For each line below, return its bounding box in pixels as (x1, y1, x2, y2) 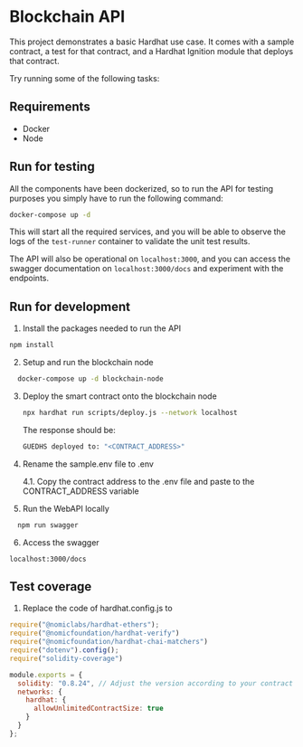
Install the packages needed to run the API (22, 323, 182, 334)
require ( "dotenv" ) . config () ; (9, 646, 119, 655)
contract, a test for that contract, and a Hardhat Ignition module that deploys (9, 45, 294, 56)
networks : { (17, 687, 63, 696)
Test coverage (9, 579, 92, 594)
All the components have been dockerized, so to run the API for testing (9, 183, 274, 194)
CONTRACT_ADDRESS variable (22, 486, 139, 496)
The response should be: (22, 424, 116, 435)
